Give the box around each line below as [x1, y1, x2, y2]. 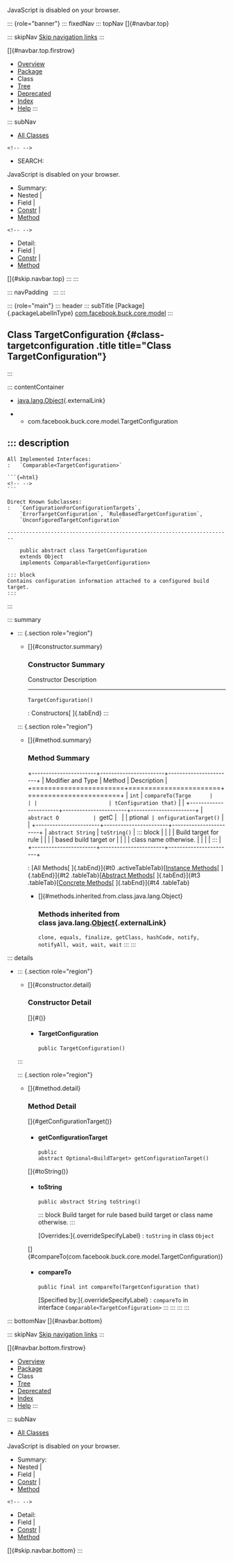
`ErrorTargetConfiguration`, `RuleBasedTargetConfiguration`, [19, 511, 203, 518]
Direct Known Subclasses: [7, 498, 82, 505]
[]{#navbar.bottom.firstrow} [7, 1343, 87, 1352]
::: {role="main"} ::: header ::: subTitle [7, 302, 114, 310]
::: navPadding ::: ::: [7, 288, 66, 296]
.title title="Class [96, 340, 172, 352]
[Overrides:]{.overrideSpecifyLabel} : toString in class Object [37, 1231, 215, 1240]
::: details [7, 953, 33, 962]
